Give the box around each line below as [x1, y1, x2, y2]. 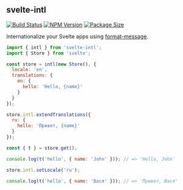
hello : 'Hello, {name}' [22, 84, 83, 90]
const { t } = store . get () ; [6, 145, 78, 151]
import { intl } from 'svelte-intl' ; [6, 44, 102, 50]
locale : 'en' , [12, 67, 47, 73]
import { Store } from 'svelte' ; [6, 50, 91, 56]
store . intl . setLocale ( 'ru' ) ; [6, 167, 80, 173]
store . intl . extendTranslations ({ [6, 112, 91, 118]
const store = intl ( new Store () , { [6, 61, 97, 67]
